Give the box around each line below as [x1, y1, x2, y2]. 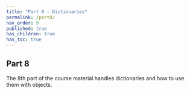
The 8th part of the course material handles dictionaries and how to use [6, 74, 185, 81]
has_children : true [6, 31, 55, 37]
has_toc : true [6, 37, 42, 43]
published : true [6, 25, 47, 32]
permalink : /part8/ [6, 14, 55, 20]
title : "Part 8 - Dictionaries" [6, 8, 87, 15]
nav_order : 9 [6, 20, 39, 26]
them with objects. [6, 81, 52, 88]
